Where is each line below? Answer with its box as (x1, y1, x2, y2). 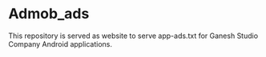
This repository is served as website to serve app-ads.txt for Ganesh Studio (8, 31, 259, 40)
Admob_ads (8, 5, 90, 23)
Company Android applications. (8, 39, 113, 48)
